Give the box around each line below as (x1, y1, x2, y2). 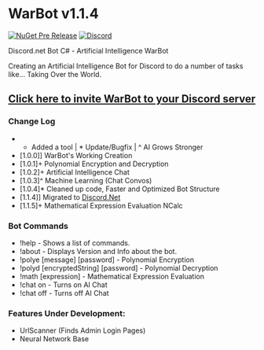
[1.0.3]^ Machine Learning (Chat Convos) (19, 175, 152, 185)
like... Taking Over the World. (8, 69, 102, 79)
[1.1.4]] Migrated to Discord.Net (19, 192, 121, 201)
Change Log (8, 116, 56, 127)
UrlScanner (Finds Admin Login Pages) (19, 326, 146, 335)
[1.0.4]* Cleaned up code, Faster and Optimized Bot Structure (19, 184, 220, 193)
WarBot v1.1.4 (8, 5, 100, 23)
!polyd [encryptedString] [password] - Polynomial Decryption (19, 263, 218, 272)
